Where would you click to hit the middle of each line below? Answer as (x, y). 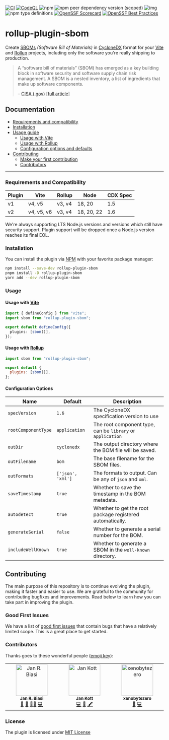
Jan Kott (84, 698)
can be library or (114, 431)
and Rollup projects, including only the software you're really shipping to (80, 52)
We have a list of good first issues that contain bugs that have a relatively (81, 626)
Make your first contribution (49, 159)
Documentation (30, 110)
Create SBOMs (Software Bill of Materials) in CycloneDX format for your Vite (84, 47)
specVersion (22, 413)
